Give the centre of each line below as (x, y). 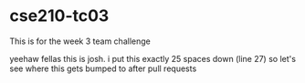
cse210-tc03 (59, 16)
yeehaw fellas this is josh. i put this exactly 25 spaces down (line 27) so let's (153, 58)
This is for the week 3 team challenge (80, 41)
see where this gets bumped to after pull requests (103, 68)
